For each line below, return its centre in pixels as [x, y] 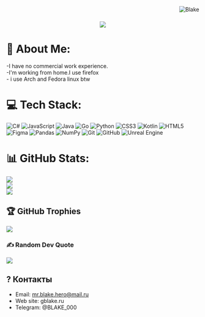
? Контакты [29, 279]
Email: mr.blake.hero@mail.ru [52, 294]
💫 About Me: [39, 49]
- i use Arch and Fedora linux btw [48, 79]
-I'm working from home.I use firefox [53, 72]
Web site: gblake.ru [39, 300]
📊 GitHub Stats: [48, 158]
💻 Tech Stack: [44, 105]
